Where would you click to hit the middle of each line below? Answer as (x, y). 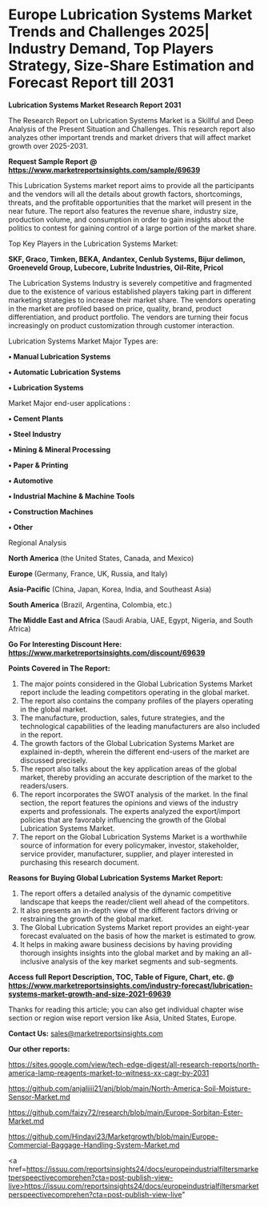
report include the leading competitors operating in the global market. (134, 692)
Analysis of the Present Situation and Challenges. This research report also (132, 129)
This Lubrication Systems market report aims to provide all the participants (131, 185)
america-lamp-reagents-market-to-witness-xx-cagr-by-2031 (109, 1073)
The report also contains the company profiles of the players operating (136, 700)
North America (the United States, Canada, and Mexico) (101, 558)
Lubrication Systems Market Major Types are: (83, 341)
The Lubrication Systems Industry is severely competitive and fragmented (130, 283)
